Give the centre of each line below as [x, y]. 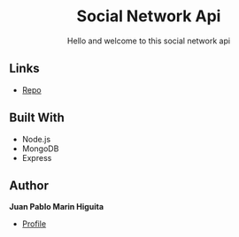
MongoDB [40, 149]
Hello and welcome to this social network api [149, 41]
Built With [37, 118]
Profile [34, 224]
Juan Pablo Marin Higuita [57, 207]
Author [29, 185]
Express [37, 157]
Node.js [36, 139]
